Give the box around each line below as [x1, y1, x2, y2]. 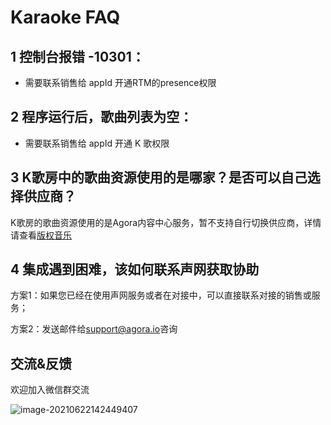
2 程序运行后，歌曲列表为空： [10, 109, 193, 126]
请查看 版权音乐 [10, 229, 72, 241]
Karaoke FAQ [10, 6, 121, 29]
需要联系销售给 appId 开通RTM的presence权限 [24, 77, 217, 88]
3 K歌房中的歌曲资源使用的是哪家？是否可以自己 [10, 169, 308, 186]
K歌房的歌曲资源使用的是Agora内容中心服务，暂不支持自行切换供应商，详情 [10, 216, 322, 228]
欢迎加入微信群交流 [10, 384, 90, 396]
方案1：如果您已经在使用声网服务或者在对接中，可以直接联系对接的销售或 [10, 289, 312, 301]
